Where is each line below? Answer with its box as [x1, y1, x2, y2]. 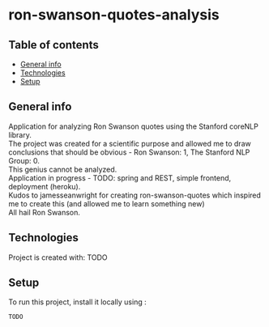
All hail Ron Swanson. [8, 207, 81, 217]
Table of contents [8, 38, 99, 52]
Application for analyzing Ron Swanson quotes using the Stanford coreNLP [8, 121, 259, 131]
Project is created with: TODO [8, 253, 108, 262]
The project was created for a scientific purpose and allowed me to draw [8, 138, 251, 148]
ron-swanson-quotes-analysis [8, 6, 220, 24]
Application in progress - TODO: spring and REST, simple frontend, [8, 172, 232, 183]
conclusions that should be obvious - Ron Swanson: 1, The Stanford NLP [8, 147, 250, 157]
